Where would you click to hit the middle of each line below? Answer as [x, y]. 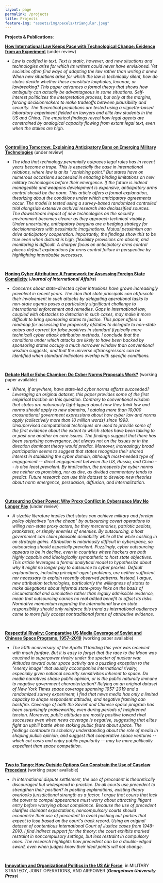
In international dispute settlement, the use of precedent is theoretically [83, 779]
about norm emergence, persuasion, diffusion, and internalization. [79, 482]
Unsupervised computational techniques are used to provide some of [81, 425]
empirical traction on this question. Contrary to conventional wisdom [81, 399]
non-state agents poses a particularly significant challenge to [74, 304]
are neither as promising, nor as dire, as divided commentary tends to [82, 472]
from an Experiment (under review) [41, 52]
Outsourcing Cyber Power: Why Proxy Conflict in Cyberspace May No [77, 501]
